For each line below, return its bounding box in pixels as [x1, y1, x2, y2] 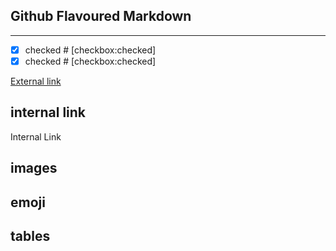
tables [10, 227, 51, 244]
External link [10, 75, 62, 87]
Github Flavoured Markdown [10, 8, 192, 25]
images [10, 160, 58, 177]
